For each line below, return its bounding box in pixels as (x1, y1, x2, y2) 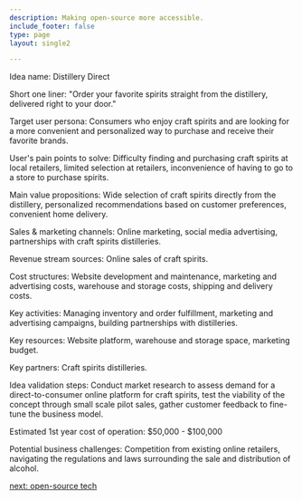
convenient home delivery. (9, 209, 109, 220)
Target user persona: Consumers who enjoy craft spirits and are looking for (9, 116, 289, 127)
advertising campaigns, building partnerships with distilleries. (9, 318, 238, 329)
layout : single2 (9, 38, 71, 48)
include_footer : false (9, 22, 95, 31)
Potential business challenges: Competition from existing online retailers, (9, 444, 280, 455)
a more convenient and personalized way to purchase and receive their (9, 126, 274, 137)
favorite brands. (9, 135, 69, 146)
